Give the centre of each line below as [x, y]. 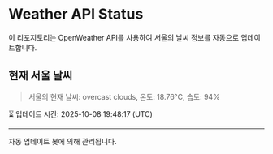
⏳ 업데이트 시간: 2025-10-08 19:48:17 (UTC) [80, 113]
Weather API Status [76, 14]
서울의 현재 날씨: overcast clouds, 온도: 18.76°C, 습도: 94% [124, 96]
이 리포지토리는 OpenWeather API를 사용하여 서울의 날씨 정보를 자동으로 [124, 37]
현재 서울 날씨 [41, 76]
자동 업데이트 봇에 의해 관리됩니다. [63, 141]
